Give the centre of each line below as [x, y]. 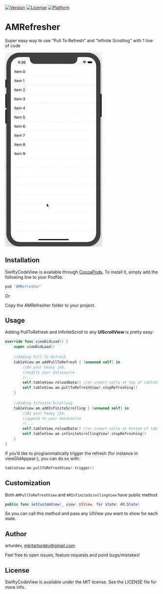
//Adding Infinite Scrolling [43, 403]
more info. [15, 587]
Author [16, 534]
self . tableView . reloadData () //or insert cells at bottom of [86, 429]
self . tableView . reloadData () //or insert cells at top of [82, 383]
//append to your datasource [52, 418]
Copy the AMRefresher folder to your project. [50, 305]
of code [13, 46]
